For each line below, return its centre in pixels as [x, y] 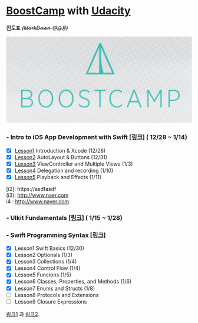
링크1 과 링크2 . [23, 314]
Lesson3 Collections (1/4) [46, 262]
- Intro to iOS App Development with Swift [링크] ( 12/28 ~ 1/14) [97, 137]
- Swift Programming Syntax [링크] [56, 235]
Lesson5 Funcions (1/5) [43, 275]
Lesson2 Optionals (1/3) [43, 255]
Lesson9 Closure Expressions [51, 301]
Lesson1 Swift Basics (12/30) [49, 248]
